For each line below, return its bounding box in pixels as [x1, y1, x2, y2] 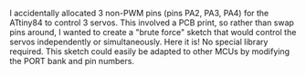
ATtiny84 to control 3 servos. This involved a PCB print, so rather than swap [9, 17, 295, 28]
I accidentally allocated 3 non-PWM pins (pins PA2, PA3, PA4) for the [9, 8, 269, 18]
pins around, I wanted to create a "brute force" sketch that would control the [9, 27, 297, 37]
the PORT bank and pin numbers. [9, 56, 135, 66]
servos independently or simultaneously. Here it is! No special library [9, 36, 269, 47]
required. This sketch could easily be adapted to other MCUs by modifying [9, 46, 290, 57]
